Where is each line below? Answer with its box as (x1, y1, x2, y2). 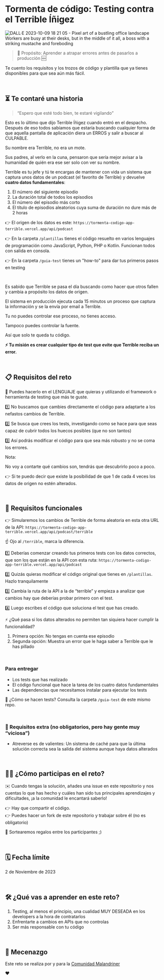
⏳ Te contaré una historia (5, 95, 83, 103)
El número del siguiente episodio (12, 189, 78, 195)
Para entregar (5, 666, 39, 672)
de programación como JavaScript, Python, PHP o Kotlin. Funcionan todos (5, 242, 155, 248)
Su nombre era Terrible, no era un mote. (5, 145, 86, 151)
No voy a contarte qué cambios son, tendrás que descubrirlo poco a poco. (5, 464, 156, 469)
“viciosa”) (5, 729, 30, 736)
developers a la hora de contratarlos (12, 914, 86, 920)
